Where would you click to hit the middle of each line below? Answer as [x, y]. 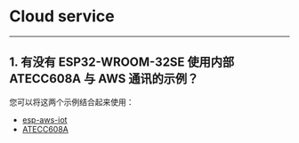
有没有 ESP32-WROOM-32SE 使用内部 [128, 63]
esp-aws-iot [44, 119]
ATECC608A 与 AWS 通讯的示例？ [104, 79]
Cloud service [62, 16]
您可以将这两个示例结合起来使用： [72, 102]
